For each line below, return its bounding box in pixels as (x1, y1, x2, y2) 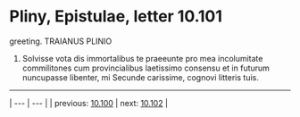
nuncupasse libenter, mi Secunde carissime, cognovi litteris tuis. (21, 71, 259, 82)
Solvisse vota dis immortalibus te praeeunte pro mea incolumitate (21, 53, 263, 63)
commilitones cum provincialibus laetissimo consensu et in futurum (21, 63, 271, 73)
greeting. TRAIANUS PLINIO (9, 36, 112, 46)
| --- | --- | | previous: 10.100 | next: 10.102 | (9, 97, 168, 108)
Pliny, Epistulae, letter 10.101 (9, 6, 223, 27)
